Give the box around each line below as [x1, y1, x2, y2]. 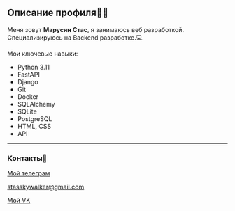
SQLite [17, 107, 37, 116]
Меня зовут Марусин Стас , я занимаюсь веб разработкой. [7, 25, 185, 33]
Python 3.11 [17, 63, 50, 71]
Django [17, 77, 38, 86]
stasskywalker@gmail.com [7, 182, 85, 192]
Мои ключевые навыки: [7, 49, 78, 58]
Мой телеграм [7, 169, 50, 178]
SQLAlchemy [17, 100, 55, 108]
